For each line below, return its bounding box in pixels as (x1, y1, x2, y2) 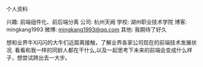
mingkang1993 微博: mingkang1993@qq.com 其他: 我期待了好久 (6, 26, 167, 33)
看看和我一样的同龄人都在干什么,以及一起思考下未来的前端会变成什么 (14, 46, 188, 54)
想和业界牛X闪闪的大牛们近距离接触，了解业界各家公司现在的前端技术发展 (6, 39, 192, 46)
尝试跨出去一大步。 (22, 54, 71, 61)
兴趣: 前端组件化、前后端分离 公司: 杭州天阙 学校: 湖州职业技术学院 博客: (6, 18, 187, 26)
